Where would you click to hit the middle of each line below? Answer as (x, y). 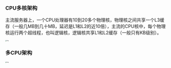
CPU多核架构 (21, 8)
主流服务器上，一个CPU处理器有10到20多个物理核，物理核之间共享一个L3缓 (85, 20)
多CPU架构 (19, 53)
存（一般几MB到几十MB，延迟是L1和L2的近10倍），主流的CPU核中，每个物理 (86, 26)
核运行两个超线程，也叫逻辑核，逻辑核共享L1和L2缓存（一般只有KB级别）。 (83, 33)
